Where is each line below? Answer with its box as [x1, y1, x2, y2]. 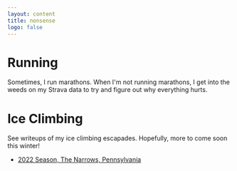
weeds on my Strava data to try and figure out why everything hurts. [7, 85, 208, 94]
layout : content [7, 10, 56, 18]
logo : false [7, 24, 43, 31]
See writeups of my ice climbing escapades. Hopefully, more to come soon [7, 134, 228, 142]
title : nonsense [7, 17, 56, 24]
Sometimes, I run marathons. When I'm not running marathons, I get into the [7, 78, 230, 86]
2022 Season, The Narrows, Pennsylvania [17, 155, 142, 164]
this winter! [7, 142, 41, 150]
